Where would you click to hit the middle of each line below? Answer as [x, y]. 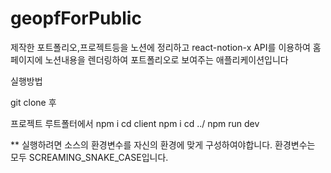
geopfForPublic [76, 18]
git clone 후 [33, 102]
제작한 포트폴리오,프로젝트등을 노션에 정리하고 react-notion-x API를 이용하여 [160, 47]
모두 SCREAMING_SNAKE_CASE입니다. [89, 157]
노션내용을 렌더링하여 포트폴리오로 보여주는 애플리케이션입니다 [166, 59]
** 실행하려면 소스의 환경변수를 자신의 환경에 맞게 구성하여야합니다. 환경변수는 [163, 144]
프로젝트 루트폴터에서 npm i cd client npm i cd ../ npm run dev [135, 123]
